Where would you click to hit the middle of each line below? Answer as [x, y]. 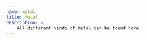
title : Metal [22, 17]
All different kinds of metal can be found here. [79, 28]
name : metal [21, 11]
